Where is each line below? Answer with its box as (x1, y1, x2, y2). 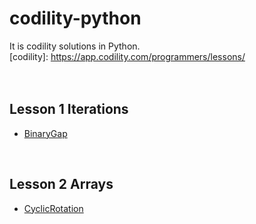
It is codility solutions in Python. (9, 40, 141, 52)
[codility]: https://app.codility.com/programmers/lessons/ (9, 50, 246, 62)
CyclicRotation (23, 202, 84, 214)
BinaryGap (23, 127, 68, 139)
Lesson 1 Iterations (9, 101, 129, 118)
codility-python (9, 7, 142, 30)
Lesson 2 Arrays (9, 176, 114, 193)
